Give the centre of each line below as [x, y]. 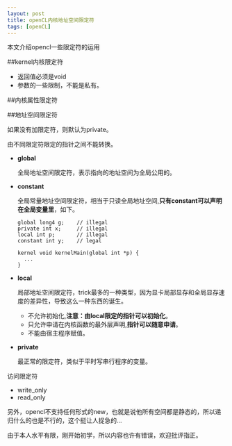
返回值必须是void [42, 76]
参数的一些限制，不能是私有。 [60, 85]
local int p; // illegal [63, 235]
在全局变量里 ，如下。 [48, 210]
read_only [31, 397]
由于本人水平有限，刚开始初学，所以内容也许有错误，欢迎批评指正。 [105, 436]
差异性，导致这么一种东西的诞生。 [78, 301]
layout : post [26, 14]
